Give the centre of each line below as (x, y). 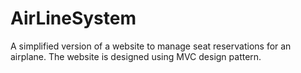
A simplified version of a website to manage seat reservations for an (151, 46)
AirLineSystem (73, 18)
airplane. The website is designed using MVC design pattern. (136, 56)
